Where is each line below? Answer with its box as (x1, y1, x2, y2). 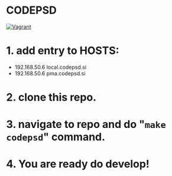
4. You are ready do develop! (6, 158, 150, 171)
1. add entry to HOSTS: (6, 44, 119, 57)
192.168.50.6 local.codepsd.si (14, 63, 87, 71)
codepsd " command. (6, 130, 105, 144)
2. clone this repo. (6, 91, 96, 104)
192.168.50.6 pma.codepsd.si (14, 69, 86, 77)
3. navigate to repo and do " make (6, 118, 167, 131)
